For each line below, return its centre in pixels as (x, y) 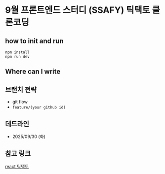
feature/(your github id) (39, 107)
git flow (20, 102)
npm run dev (17, 57)
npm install (17, 52)
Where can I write (33, 72)
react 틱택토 (17, 166)
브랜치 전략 (21, 89)
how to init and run (35, 41)
